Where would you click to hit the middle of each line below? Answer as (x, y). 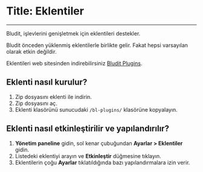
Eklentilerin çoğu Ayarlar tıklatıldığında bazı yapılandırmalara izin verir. (102, 162)
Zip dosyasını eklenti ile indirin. (53, 97)
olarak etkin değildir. (31, 51)
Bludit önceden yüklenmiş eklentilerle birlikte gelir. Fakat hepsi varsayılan (97, 45)
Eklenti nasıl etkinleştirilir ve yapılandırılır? (88, 129)
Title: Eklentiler (45, 11)
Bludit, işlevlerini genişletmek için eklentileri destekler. (73, 33)
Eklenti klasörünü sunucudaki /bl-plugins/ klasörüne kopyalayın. (96, 109)
